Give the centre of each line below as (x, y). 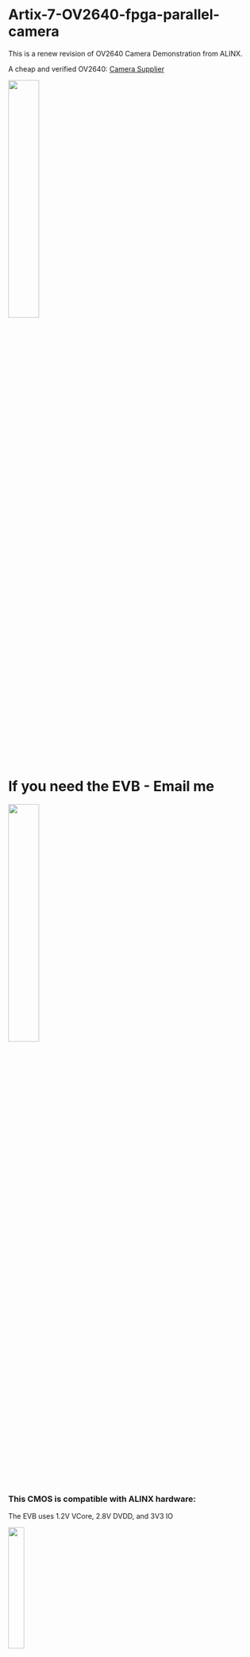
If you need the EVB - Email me (112, 787)
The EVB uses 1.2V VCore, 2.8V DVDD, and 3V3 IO (90, 1516)
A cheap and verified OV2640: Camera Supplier (87, 68)
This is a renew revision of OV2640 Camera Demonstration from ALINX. (126, 53)
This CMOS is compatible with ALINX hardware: (102, 1499)
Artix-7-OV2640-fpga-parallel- (114, 15)
